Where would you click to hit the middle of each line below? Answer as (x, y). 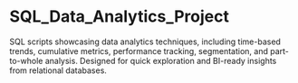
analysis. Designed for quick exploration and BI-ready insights (161, 60)
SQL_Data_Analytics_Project (119, 17)
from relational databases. (58, 70)
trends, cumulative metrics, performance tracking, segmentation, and (139, 51)
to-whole (26, 60)
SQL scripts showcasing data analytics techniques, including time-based (145, 41)
